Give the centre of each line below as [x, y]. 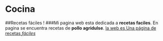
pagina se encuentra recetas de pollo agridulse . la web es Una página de [81, 28]
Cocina [20, 9]
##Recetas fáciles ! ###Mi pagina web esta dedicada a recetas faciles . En [82, 23]
